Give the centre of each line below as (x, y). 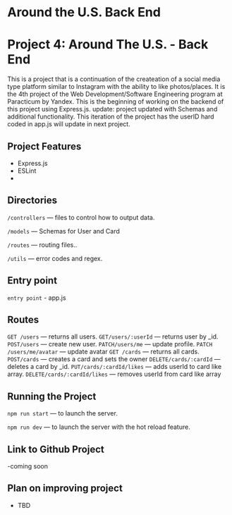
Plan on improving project (65, 489)
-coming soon (28, 466)
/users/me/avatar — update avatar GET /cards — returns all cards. (103, 352)
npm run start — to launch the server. (62, 413)
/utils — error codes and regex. (55, 258)
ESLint (27, 171)
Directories (32, 201)
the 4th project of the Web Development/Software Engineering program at (115, 94)
